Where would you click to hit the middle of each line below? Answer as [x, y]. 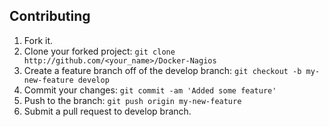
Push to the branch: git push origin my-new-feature [132, 100]
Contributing [50, 16]
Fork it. [38, 40]
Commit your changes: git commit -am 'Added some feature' [150, 90]
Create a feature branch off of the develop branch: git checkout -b [162, 70]
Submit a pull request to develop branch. [107, 111]
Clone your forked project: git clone [99, 51]
